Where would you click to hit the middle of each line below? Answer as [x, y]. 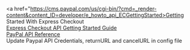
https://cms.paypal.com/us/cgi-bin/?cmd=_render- [93, 9]
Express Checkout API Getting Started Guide [62, 28]
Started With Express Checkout [45, 21]
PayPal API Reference [33, 34]
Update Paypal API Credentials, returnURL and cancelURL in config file [94, 41]
